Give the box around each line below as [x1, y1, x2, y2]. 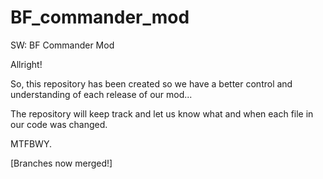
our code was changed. [10, 118, 108, 130]
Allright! [10, 58, 43, 70]
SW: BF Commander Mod [10, 39, 115, 51]
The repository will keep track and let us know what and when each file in [10, 107, 314, 120]
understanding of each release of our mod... [10, 88, 193, 100]
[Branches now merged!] [10, 157, 113, 169]
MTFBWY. [10, 137, 52, 150]
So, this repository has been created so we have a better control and [10, 77, 293, 90]
